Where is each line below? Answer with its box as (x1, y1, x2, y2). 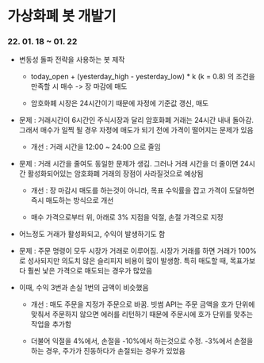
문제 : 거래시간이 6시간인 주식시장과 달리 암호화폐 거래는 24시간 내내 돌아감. (18, 116, 254, 125)
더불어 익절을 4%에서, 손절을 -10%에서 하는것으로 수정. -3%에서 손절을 (30, 336, 254, 346)
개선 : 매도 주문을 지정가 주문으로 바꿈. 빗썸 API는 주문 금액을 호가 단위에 (30, 300, 255, 309)
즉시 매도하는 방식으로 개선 (30, 196, 114, 205)
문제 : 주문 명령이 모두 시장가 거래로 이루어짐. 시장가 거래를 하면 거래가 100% (18, 246, 257, 256)
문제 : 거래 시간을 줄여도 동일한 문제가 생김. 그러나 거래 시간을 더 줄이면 (18, 159, 239, 169)
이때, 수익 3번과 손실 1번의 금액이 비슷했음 (18, 283, 149, 292)
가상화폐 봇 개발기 (7, 7, 117, 25)
